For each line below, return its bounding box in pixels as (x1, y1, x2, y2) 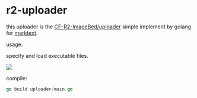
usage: (6, 41, 23, 48)
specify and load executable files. (6, 52, 89, 59)
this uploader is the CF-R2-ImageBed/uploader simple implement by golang (6, 23, 192, 30)
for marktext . (6, 29, 38, 36)
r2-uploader (6, 4, 68, 17)
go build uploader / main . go (6, 86, 73, 92)
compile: (6, 74, 28, 81)
